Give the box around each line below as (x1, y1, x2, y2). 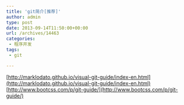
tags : (6, 47, 19, 53)
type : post (6, 19, 33, 25)
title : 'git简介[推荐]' (6, 8, 61, 15)
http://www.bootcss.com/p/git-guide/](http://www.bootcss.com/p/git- (8, 86, 178, 93)
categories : (6, 36, 35, 42)
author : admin (6, 14, 41, 20)
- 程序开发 (8, 42, 32, 48)
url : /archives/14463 (6, 31, 60, 36)
